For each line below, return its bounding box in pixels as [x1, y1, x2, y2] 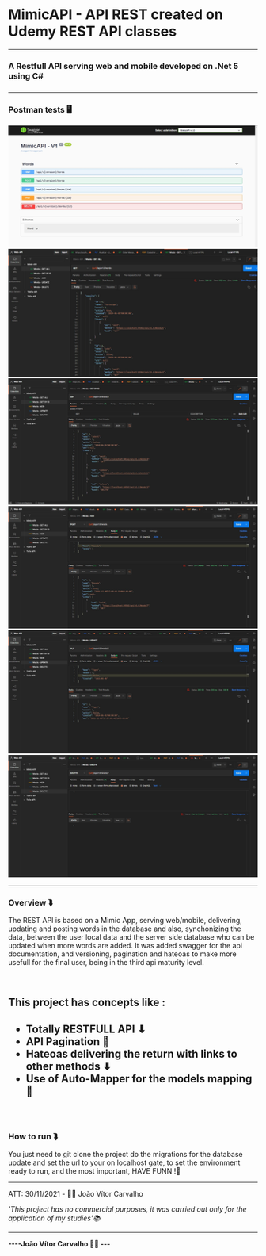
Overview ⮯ [8, 898, 54, 909]
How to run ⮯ [8, 1132, 59, 1143]
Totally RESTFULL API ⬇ [25, 1023, 146, 1036]
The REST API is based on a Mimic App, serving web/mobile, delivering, [8, 915, 243, 925]
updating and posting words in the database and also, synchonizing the [8, 924, 241, 933]
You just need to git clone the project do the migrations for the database [8, 1149, 243, 1158]
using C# [8, 70, 44, 81]
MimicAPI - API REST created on [8, 6, 223, 24]
